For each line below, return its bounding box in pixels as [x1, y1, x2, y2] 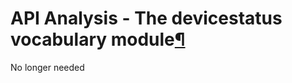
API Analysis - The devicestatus [10, 7, 283, 30]
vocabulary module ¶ [10, 28, 186, 51]
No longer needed [10, 61, 85, 73]
